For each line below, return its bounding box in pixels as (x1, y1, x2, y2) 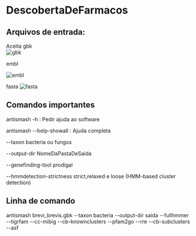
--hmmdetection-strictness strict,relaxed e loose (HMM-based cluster (6, 172, 177, 180)
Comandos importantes (6, 100, 95, 110)
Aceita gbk (6, 42, 32, 49)
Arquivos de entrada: (6, 27, 85, 37)
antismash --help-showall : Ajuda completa (6, 127, 111, 134)
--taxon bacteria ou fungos (6, 138, 72, 145)
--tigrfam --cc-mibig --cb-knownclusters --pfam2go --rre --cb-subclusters (6, 218, 190, 225)
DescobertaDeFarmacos (6, 4, 128, 17)
